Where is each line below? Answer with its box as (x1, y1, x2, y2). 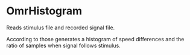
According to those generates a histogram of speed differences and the (6, 35, 185, 42)
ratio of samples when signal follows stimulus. (6, 42, 121, 49)
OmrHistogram (6, 4, 83, 18)
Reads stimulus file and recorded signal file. (6, 24, 115, 31)
